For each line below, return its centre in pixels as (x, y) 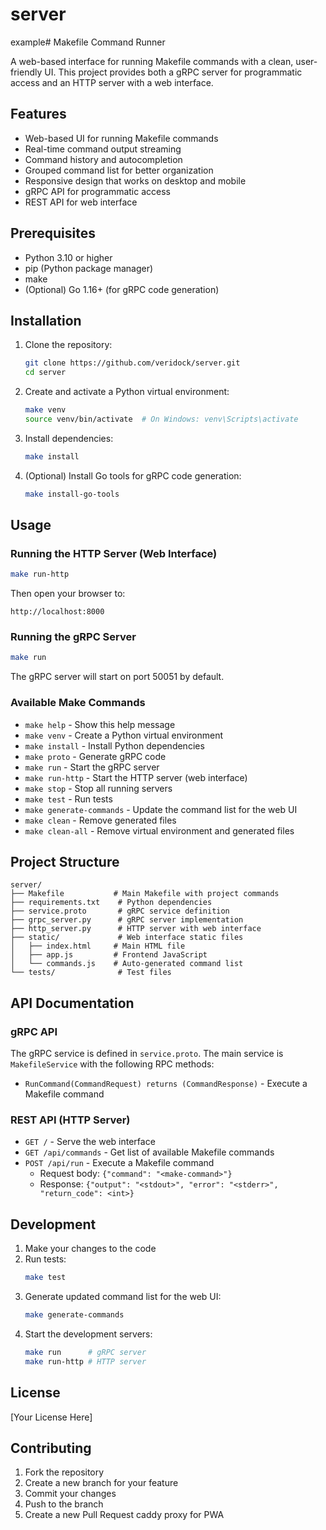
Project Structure (65, 862)
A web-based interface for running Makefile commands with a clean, (152, 61)
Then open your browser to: (68, 594)
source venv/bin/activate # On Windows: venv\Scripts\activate (161, 419)
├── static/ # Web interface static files (127, 938)
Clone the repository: (68, 345)
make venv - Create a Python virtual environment (124, 735)
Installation (46, 320)
